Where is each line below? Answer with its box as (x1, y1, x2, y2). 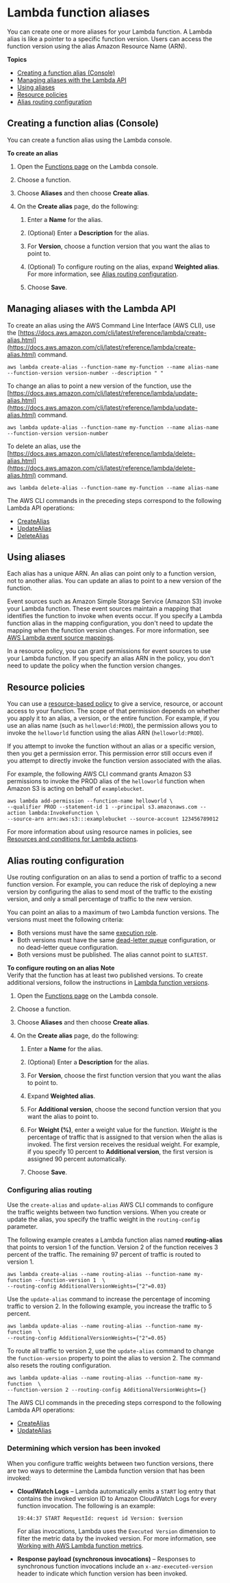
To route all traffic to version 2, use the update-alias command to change (7, 1347, 214, 1355)
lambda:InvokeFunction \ (28, 810, 99, 817)
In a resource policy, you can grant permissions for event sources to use (7, 647, 211, 655)
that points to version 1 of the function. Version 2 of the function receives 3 (7, 1243, 218, 1251)
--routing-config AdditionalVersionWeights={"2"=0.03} (7, 1283, 167, 1290)
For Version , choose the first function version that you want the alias (27, 1071, 221, 1079)
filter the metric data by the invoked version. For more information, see (16, 1534, 217, 1543)
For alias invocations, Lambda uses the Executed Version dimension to (16, 1527, 216, 1535)
